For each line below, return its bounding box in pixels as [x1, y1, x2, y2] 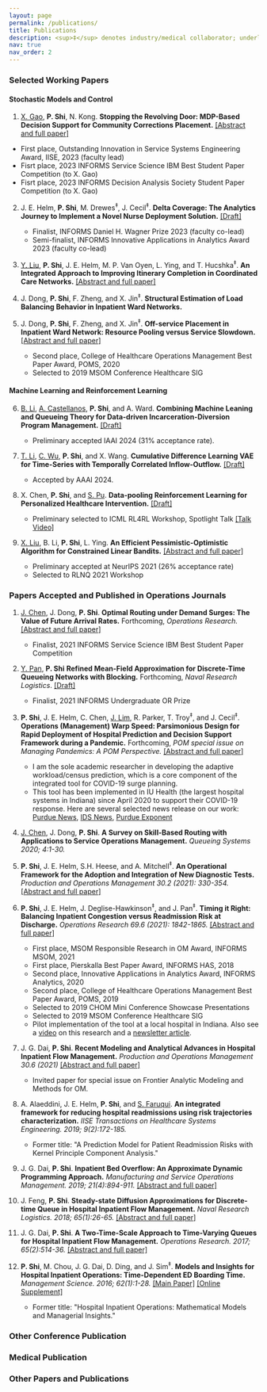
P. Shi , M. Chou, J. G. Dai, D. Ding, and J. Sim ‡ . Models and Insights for [20, 1260, 255, 1271]
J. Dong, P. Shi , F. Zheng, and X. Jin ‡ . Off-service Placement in [20, 318, 229, 328]
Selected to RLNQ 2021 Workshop [32, 570, 144, 579]
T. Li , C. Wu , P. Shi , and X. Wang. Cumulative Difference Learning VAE [20, 451, 254, 461]
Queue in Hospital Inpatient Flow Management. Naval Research [37, 1204, 250, 1214]
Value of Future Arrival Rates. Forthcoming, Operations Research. [20, 616, 238, 626]
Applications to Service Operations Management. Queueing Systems [20, 836, 251, 845]
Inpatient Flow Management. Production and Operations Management [20, 1052, 254, 1061]
